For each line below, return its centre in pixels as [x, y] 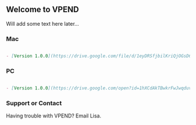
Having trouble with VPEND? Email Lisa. [54, 116]
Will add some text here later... [43, 23]
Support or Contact [34, 103]
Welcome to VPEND [43, 10]
